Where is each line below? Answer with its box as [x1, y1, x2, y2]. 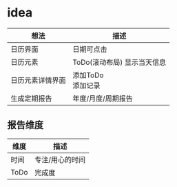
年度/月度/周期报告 [72, 93, 133, 103]
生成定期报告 [10, 93, 53, 103]
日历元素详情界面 [10, 75, 67, 85]
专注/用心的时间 [34, 155, 86, 164]
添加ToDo [72, 70, 104, 80]
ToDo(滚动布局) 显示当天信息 [72, 57, 167, 67]
